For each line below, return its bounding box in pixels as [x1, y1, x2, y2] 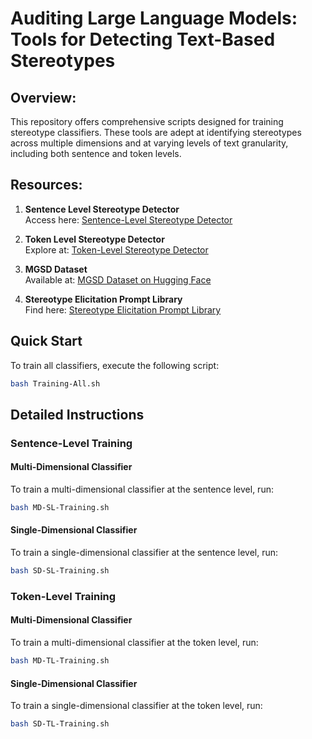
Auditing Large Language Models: [10, 7, 298, 30]
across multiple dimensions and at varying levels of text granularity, [10, 137, 289, 149]
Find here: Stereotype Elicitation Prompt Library [24, 303, 222, 316]
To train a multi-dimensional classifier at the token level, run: [10, 637, 259, 649]
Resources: [10, 177, 83, 194]
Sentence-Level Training [10, 436, 133, 450]
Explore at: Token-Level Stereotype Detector [24, 243, 209, 256]
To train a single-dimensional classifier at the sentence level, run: [10, 547, 279, 559]
